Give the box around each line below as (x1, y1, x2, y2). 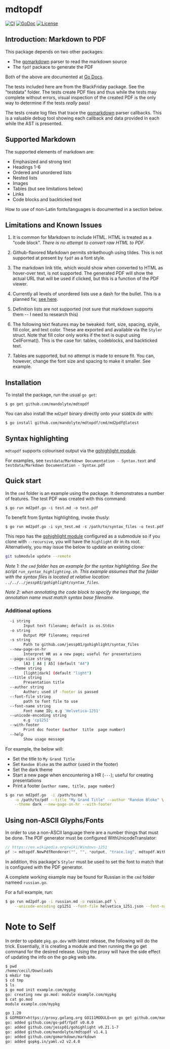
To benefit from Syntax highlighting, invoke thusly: (5, 514, 110, 520)
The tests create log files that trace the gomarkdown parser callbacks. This (5, 109, 162, 115)
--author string (10, 685, 44, 690)
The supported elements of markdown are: (5, 148, 95, 155)
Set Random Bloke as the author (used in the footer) (12, 761, 118, 767)
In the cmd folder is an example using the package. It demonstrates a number (5, 490, 164, 496)
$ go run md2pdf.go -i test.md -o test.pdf (5, 505, 99, 510)
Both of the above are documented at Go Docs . (5, 74, 104, 80)
